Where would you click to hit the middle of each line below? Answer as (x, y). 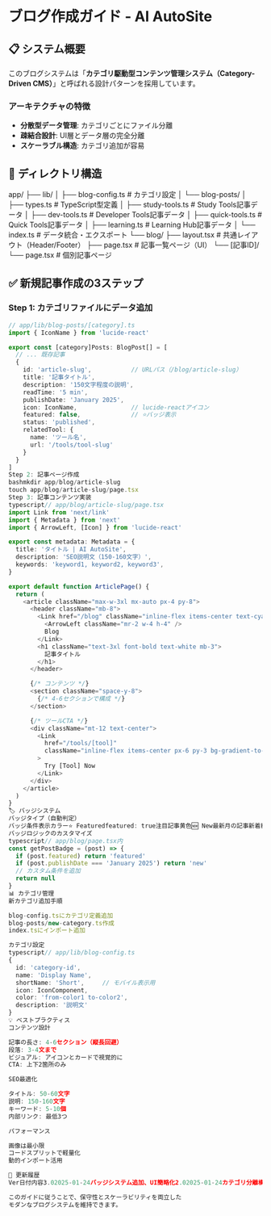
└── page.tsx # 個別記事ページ (60, 255)
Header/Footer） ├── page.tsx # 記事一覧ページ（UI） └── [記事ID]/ (144, 245)
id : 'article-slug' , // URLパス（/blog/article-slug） (132, 370)
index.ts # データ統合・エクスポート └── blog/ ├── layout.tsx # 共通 (123, 235)
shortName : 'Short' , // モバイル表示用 (85, 983)
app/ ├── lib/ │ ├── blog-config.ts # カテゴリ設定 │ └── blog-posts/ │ (127, 195)
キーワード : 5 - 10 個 (38, 1109)
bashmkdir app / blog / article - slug (65, 482)
